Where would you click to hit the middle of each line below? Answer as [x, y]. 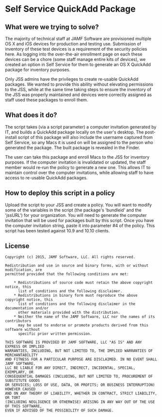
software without [23, 330]
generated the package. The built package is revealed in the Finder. [73, 148]
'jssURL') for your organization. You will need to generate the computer [76, 215]
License [17, 246]
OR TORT [13, 398]
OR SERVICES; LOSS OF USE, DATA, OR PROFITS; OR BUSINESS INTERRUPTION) [80, 385]
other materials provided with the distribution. [69, 313]
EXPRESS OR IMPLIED [25, 347]
